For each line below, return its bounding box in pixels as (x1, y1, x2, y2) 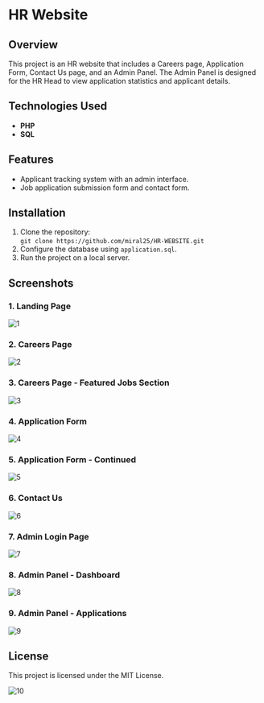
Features (8, 153, 54, 167)
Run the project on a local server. (19, 253, 130, 263)
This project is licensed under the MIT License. (8, 671, 164, 680)
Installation (8, 206, 66, 220)
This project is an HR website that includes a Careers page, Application (8, 59, 244, 68)
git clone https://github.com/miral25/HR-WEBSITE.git (19, 238, 204, 246)
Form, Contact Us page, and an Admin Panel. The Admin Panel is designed (8, 68, 257, 77)
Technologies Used (8, 99, 107, 114)
